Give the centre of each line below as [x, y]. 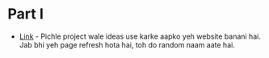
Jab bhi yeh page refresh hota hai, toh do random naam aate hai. [127, 44]
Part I [25, 14]
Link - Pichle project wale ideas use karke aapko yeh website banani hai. [140, 36]
